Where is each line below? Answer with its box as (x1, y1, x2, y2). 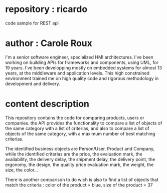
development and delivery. (5, 80, 60, 86)
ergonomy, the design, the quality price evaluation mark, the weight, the (5, 161, 154, 167)
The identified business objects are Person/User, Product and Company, (5, 145, 155, 151)
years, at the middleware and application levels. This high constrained (5, 70, 149, 76)
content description (5, 98, 89, 109)
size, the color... (5, 166, 39, 173)
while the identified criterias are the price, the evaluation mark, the (5, 151, 142, 157)
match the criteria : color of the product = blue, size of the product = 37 (5, 181, 153, 188)
